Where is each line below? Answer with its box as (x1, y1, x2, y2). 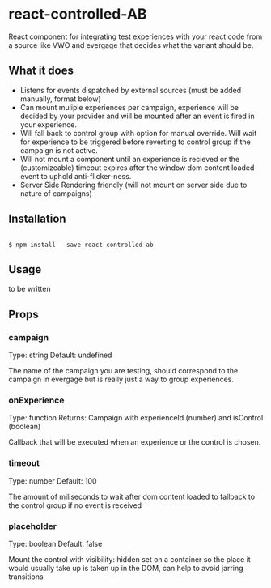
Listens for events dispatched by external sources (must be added (19, 85, 242, 95)
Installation (8, 212, 66, 226)
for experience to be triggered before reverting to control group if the (19, 137, 251, 147)
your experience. (19, 119, 77, 130)
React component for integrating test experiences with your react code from (8, 32, 263, 41)
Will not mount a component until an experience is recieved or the (19, 154, 240, 164)
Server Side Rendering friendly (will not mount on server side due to (19, 180, 248, 190)
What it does (8, 64, 74, 78)
